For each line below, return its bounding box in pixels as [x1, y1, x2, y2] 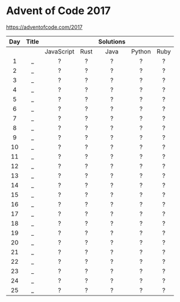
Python [131, 47, 151, 55]
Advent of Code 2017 [6, 4, 111, 18]
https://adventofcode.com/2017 [6, 24, 83, 31]
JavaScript [44, 47, 75, 55]
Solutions [98, 37, 126, 45]
